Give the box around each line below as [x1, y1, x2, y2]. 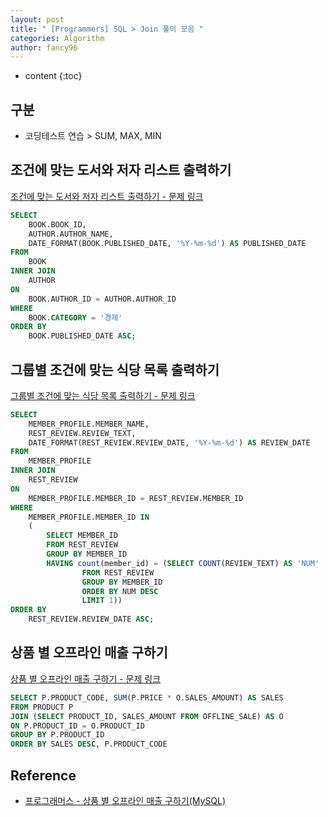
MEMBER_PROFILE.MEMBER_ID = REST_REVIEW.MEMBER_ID [28, 493, 244, 503]
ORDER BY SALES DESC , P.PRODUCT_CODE [10, 739, 168, 750]
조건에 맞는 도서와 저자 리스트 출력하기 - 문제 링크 [10, 190, 204, 202]
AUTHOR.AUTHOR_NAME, [28, 229, 114, 239]
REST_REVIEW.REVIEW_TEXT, [28, 428, 137, 438]
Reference [10, 767, 77, 784]
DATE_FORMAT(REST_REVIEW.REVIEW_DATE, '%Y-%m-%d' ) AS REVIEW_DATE [28, 437, 311, 448]
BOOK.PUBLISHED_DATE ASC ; [28, 331, 137, 341]
